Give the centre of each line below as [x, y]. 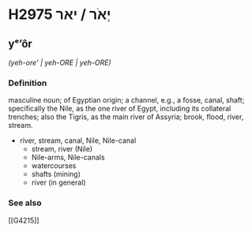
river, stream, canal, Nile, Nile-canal [78, 140]
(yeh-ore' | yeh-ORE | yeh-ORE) [60, 62]
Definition [28, 83]
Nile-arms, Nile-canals [68, 157]
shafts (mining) [56, 174]
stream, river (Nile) [62, 149]
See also [25, 203]
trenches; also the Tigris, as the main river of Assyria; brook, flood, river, [126, 117]
